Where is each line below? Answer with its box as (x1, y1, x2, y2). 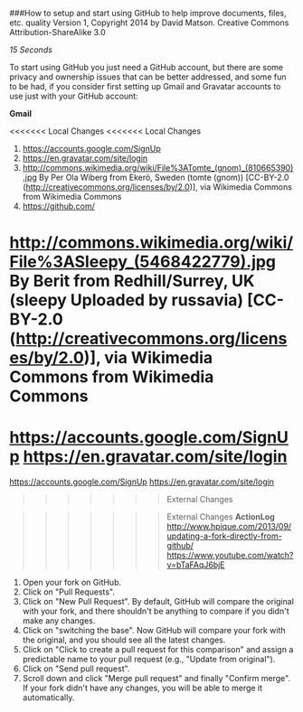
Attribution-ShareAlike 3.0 (9, 27, 106, 37)
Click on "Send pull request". (22, 663, 130, 674)
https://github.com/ (22, 201, 95, 211)
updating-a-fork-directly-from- (166, 530, 282, 541)
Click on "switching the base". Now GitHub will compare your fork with (22, 625, 286, 636)
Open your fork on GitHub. (22, 577, 122, 588)
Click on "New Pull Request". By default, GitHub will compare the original (22, 596, 294, 607)
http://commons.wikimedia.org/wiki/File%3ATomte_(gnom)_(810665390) (22, 163, 294, 173)
